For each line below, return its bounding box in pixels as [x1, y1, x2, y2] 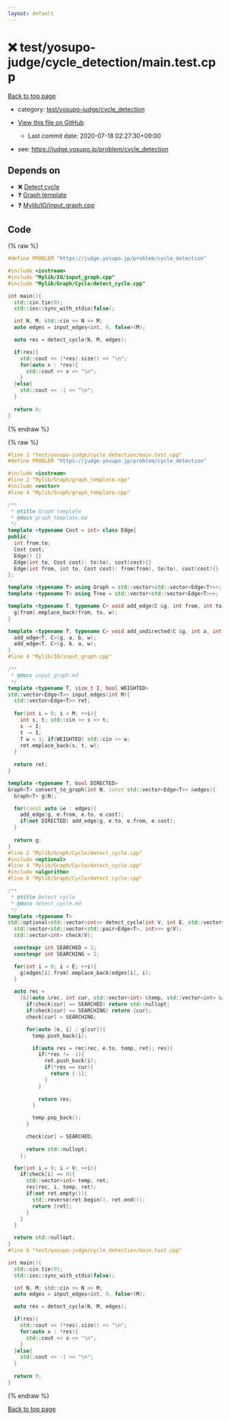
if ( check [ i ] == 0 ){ [20, 1171, 76, 1178]
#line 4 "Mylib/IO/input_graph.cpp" [8, 653, 112, 660]
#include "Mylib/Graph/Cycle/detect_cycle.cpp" [8, 280, 146, 287]
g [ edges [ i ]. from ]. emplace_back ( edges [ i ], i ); [20, 969, 152, 976]
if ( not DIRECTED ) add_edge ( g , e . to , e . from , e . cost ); [20, 818, 176, 825]
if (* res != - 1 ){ [38, 1051, 85, 1058]
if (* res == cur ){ [44, 1064, 94, 1071]
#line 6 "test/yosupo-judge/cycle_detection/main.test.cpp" [8, 1247, 183, 1254]
